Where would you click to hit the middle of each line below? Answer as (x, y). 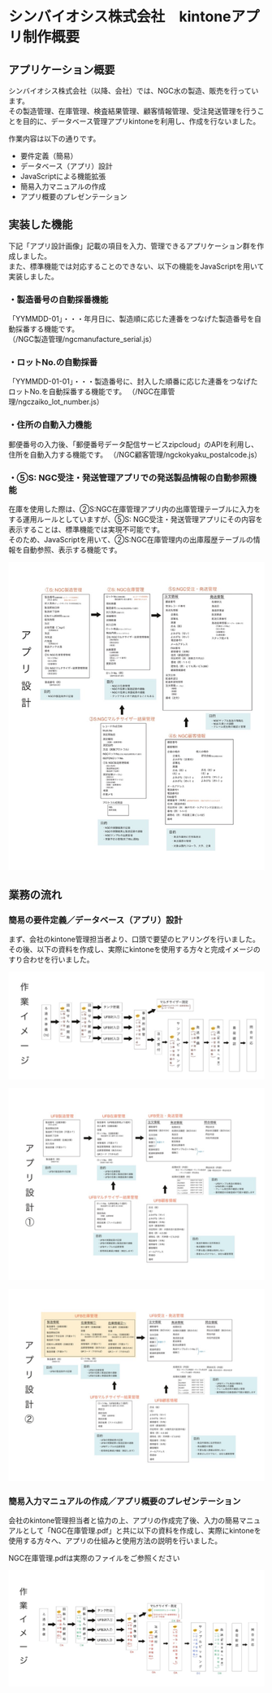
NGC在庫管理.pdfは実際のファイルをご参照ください (94, 1558)
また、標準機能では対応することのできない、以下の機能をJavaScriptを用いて (136, 266)
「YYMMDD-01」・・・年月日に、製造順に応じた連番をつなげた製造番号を (132, 319)
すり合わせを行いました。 (51, 960)
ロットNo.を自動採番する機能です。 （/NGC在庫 (88, 392)
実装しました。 (33, 276)
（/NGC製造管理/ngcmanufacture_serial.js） (82, 340)
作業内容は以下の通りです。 (54, 138)
